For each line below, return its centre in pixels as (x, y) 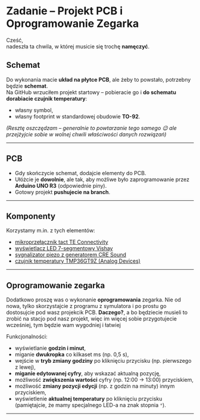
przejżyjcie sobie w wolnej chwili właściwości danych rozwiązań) (86, 134)
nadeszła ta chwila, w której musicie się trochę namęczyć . (78, 46)
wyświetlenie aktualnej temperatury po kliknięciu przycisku (88, 399)
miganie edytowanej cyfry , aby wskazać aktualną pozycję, (87, 374)
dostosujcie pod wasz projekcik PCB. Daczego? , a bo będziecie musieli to (97, 312)
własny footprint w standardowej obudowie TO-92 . (77, 116)
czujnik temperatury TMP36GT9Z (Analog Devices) (78, 261)
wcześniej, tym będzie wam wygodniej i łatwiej (63, 325)
